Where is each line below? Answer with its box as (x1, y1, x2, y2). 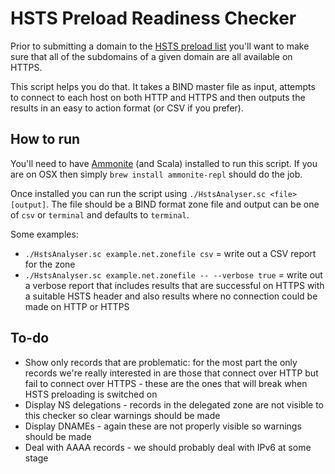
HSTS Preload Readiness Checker (10, 7, 297, 30)
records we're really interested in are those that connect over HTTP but (24, 367, 319, 379)
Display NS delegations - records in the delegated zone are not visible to (24, 398, 324, 411)
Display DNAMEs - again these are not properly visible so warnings (24, 420, 302, 432)
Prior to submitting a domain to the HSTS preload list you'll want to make (10, 40, 310, 52)
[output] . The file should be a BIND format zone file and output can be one (10, 198, 320, 210)
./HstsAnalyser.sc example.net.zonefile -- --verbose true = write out (24, 268, 323, 281)
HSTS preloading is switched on (24, 388, 158, 400)
